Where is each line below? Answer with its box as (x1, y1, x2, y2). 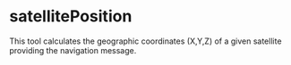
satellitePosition (9, 6, 133, 27)
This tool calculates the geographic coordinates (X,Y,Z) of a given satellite (9, 36, 282, 46)
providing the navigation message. (9, 45, 137, 55)
